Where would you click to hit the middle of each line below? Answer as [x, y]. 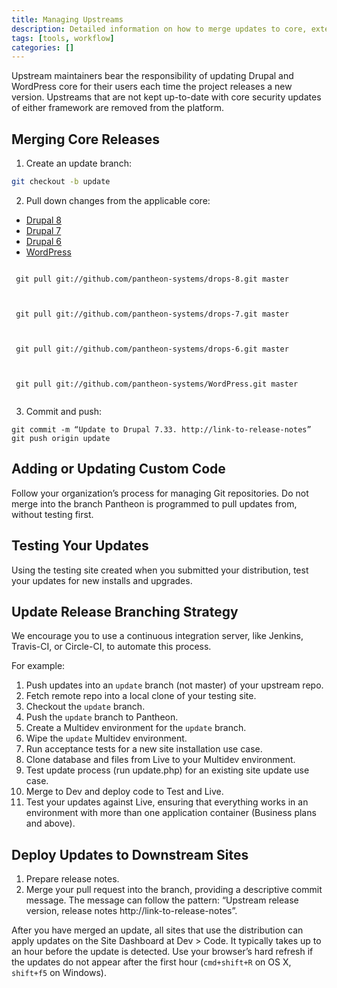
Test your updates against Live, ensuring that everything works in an [167, 802]
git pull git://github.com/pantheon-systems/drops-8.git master [152, 279]
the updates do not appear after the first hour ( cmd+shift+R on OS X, [151, 962]
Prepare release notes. [72, 879]
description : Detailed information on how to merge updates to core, [159, 29]
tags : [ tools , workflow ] [63, 38]
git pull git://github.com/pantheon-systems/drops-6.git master [152, 349]
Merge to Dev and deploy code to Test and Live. [124, 792]
